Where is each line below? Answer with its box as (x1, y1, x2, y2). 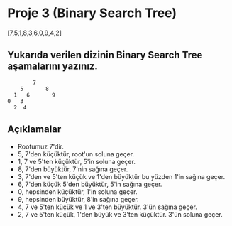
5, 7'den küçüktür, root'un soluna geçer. (17, 149, 135, 158)
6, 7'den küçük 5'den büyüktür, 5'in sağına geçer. (17, 180, 162, 188)
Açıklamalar (7, 123, 62, 136)
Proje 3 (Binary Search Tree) (7, 5, 177, 21)
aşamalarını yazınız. (7, 60, 98, 72)
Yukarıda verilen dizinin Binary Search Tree (7, 49, 203, 61)
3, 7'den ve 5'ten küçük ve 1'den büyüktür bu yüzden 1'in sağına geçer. (17, 172, 226, 181)
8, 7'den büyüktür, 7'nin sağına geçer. (17, 165, 128, 173)
